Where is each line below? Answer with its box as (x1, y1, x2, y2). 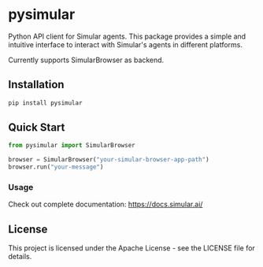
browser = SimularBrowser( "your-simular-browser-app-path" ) (8, 156, 210, 164)
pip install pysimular (8, 98, 83, 107)
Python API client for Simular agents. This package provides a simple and (8, 32, 246, 41)
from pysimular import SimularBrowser (8, 142, 135, 150)
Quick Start (8, 121, 65, 135)
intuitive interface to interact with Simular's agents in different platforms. (8, 39, 243, 49)
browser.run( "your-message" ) (8, 163, 104, 171)
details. (8, 252, 32, 261)
